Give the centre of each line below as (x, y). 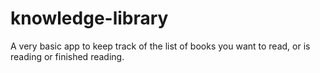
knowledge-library (89, 18)
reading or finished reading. (67, 56)
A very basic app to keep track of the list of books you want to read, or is (160, 46)
